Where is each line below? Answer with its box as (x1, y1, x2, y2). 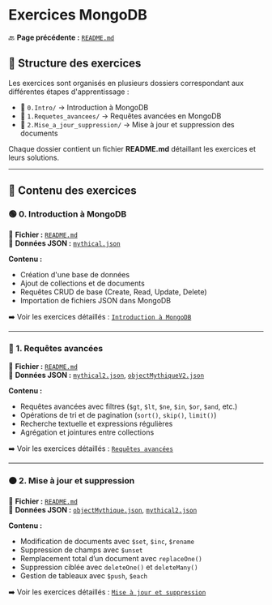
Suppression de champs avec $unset (19, 545, 143, 555)
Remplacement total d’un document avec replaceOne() (19, 554, 202, 564)
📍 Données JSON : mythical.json (8, 238, 121, 248)
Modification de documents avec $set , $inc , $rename (19, 537, 195, 547)
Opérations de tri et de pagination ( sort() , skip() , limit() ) (19, 410, 217, 419)
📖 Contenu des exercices (8, 184, 137, 198)
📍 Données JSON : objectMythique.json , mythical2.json (8, 505, 198, 515)
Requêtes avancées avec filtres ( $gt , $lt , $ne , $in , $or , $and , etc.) (19, 401, 238, 411)
